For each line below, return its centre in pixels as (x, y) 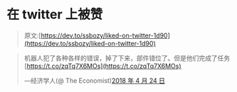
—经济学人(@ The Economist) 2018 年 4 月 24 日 (94, 80)
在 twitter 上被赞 (55, 15)
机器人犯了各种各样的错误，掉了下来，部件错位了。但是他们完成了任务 (127, 58)
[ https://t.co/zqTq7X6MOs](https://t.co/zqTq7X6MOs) (103, 66)
